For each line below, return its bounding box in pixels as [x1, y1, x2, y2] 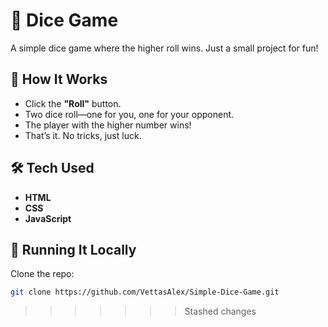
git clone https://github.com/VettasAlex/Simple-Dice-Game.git [10, 287, 280, 298]
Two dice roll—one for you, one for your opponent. [24, 108, 235, 120]
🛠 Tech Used [10, 160, 95, 177]
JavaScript [24, 212, 72, 224]
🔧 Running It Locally [10, 241, 137, 258]
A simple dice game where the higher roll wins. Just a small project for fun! [10, 42, 319, 54]
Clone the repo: [10, 268, 75, 280]
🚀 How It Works [10, 71, 108, 88]
